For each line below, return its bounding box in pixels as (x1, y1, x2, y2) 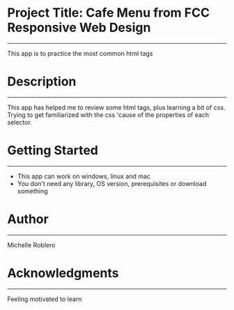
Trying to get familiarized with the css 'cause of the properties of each (7, 110, 210, 119)
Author (7, 211, 49, 227)
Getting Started (7, 143, 99, 158)
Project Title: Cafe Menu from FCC (7, 5, 210, 21)
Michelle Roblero (7, 240, 56, 249)
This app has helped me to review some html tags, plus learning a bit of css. (7, 103, 226, 111)
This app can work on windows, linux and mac (17, 172, 151, 180)
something (17, 187, 49, 195)
